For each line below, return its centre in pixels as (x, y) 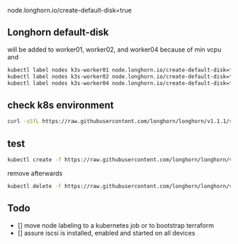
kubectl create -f (34, 159)
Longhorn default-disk (58, 32)
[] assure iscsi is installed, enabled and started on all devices (106, 233)
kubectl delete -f (34, 186)
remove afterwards (35, 173)
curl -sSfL (23, 122)
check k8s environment (61, 105)
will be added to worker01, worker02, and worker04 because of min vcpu (114, 50)
